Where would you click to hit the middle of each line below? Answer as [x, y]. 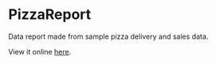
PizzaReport [50, 15]
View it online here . [40, 51]
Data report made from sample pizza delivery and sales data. [108, 36]
